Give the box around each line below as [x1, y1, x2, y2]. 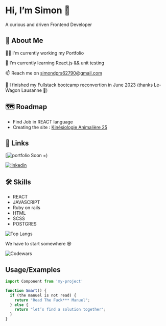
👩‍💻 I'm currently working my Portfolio [5, 49, 84, 56]
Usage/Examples [5, 265, 61, 274]
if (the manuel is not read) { [10, 293, 77, 298]
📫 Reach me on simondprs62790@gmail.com [5, 70, 102, 76]
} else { [10, 302, 29, 308]
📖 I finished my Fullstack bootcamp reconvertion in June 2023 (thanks [5, 82, 153, 88]
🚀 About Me [5, 36, 43, 45]
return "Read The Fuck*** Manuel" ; [14, 297, 90, 303]
